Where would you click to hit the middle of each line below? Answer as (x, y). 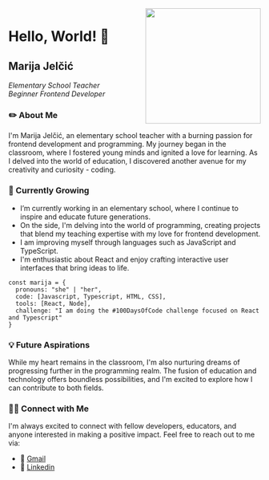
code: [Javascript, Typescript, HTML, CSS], (91, 296)
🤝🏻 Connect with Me (49, 409)
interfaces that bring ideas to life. (74, 267)
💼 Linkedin (37, 467)
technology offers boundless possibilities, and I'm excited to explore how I (130, 379)
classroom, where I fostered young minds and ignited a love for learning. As (133, 153)
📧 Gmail (33, 459)
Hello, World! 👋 (59, 37)
